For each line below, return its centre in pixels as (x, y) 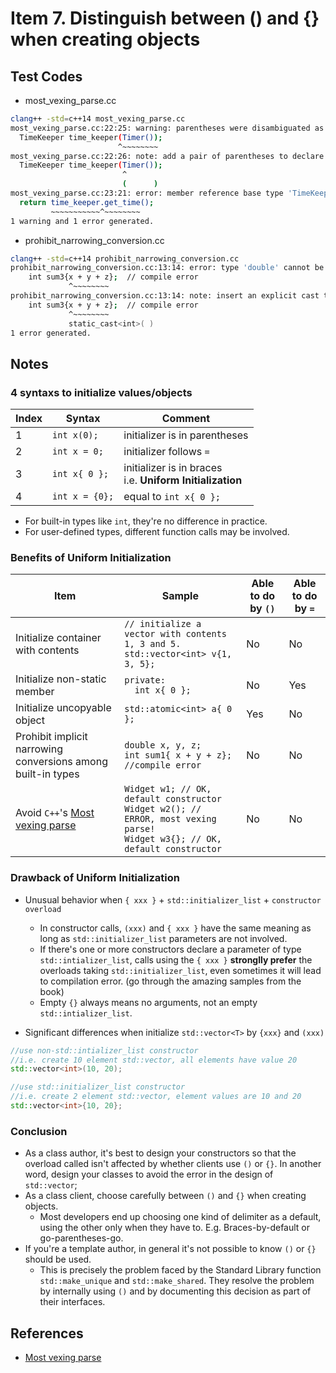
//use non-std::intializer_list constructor (104, 1050)
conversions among (61, 762)
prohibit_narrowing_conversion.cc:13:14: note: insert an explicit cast (165, 296)
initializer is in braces (173, 468)
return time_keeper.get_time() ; (87, 202)
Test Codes (46, 76)
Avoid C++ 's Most (55, 813)
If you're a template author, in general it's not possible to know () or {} (170, 1249)
